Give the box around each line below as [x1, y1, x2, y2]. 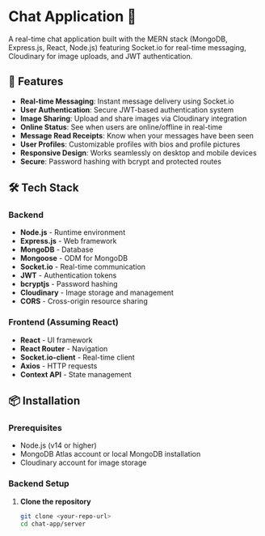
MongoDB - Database [19, 245, 94, 254]
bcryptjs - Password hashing [19, 279, 119, 289]
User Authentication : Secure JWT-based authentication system [19, 104, 234, 114]
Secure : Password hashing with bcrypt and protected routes [19, 156, 222, 166]
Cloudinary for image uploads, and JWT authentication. [8, 51, 193, 61]
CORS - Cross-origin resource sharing [19, 296, 148, 306]
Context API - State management [19, 369, 132, 379]
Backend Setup [8, 478, 70, 489]
